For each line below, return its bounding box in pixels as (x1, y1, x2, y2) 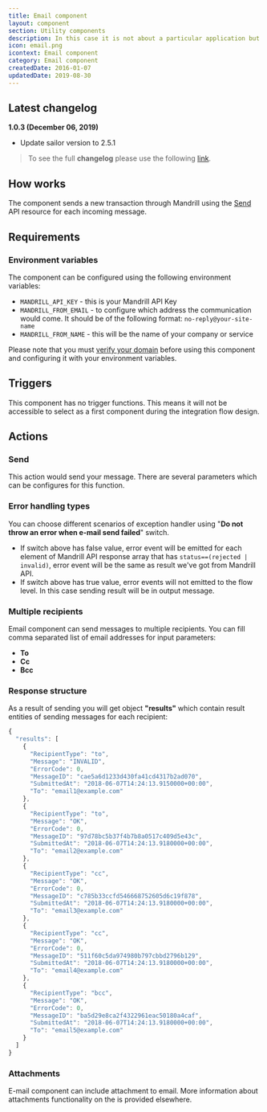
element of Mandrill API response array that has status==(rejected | (19, 551, 249, 561)
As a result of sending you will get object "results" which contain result (8, 704, 245, 713)
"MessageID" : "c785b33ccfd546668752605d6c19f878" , (29, 892, 203, 900)
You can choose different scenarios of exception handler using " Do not (8, 519, 244, 529)
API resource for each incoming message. (8, 206, 147, 217)
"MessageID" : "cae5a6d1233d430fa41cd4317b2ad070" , (29, 772, 203, 780)
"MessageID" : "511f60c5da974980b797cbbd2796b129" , (29, 951, 203, 960)
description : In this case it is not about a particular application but (8, 34, 261, 43)
